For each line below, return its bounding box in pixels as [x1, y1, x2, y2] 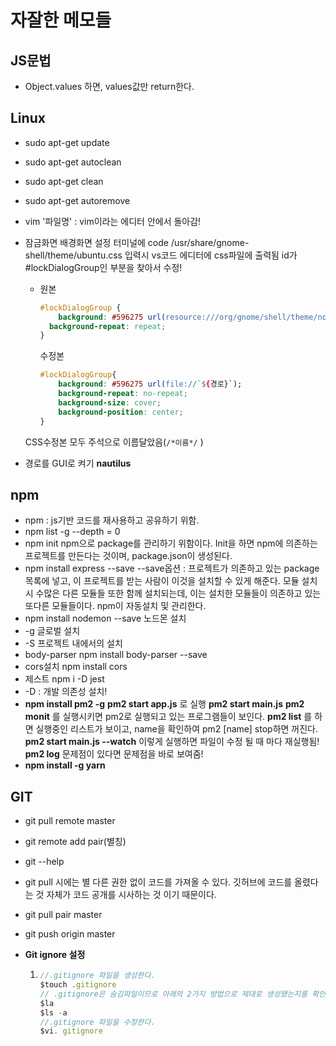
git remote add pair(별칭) [24, 836, 127, 848]
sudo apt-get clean [24, 175, 104, 187]
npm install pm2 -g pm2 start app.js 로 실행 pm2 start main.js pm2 [24, 698, 305, 710]
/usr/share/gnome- [170, 236, 250, 248]
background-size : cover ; [58, 397, 162, 408]
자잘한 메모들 [10, 9, 112, 32]
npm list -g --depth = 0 [24, 526, 121, 538]
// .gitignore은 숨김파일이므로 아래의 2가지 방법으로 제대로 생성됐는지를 [39, 989, 308, 999]
